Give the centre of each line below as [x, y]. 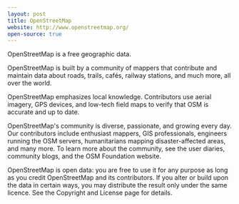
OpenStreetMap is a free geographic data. [70, 54]
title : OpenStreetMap [40, 21]
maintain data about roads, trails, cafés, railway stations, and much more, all [119, 76]
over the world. [30, 83]
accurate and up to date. [44, 112]
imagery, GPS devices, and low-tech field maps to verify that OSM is [108, 105]
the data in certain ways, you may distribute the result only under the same [117, 185]
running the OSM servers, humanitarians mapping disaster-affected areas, [117, 141]
